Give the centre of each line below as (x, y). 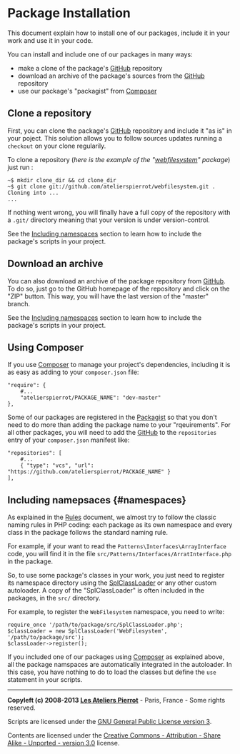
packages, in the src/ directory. (54, 598)
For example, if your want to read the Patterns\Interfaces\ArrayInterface (117, 546)
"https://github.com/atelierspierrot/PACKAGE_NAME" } (89, 472)
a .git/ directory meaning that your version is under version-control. (109, 220)
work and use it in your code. (50, 40)
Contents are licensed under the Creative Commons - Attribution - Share (114, 735)
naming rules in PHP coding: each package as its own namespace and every (120, 525)
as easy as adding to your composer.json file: (73, 372)
